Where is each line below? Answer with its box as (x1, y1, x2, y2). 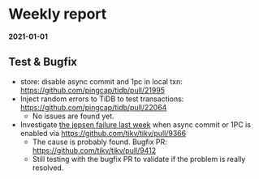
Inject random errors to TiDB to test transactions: (19, 94, 184, 104)
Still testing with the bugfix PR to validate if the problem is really (32, 154, 246, 164)
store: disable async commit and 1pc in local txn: (19, 76, 183, 86)
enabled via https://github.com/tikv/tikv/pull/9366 (19, 128, 187, 138)
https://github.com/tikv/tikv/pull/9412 (32, 145, 157, 155)
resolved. (32, 163, 64, 173)
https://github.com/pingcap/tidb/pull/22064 (19, 102, 167, 112)
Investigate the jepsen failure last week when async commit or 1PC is (19, 119, 252, 130)
